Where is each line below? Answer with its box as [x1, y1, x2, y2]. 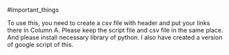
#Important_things [7, 6, 59, 14]
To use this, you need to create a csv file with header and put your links [7, 19, 210, 26]
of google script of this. [7, 41, 74, 48]
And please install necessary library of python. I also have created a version [7, 33, 223, 41]
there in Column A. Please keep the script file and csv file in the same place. [7, 26, 223, 34]
